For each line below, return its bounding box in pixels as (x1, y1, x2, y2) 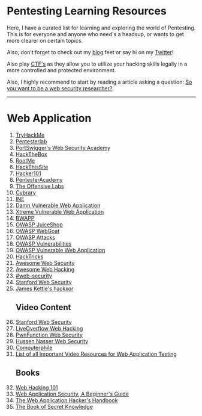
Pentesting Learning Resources (7, 4, 167, 18)
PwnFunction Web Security (15, 331, 83, 338)
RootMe (15, 157, 35, 164)
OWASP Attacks (15, 234, 56, 241)
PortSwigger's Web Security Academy (15, 144, 111, 151)
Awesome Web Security (15, 259, 75, 266)
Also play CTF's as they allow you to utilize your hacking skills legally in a (7, 60, 188, 67)
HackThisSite (15, 163, 49, 170)
